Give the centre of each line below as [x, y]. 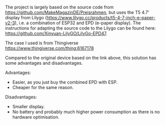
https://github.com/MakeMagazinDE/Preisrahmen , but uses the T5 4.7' [77, 12]
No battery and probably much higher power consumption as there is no [86, 112]
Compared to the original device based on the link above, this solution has [81, 58]
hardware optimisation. [36, 117]
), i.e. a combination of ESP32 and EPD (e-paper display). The [78, 23]
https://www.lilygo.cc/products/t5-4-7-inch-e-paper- [101, 18]
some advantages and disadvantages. [44, 63]
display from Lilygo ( [26, 18]
